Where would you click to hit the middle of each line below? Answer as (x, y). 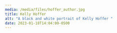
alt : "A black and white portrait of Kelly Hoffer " (59, 18)
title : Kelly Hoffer (26, 14)
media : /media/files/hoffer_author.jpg (45, 9)
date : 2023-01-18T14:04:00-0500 (37, 23)
